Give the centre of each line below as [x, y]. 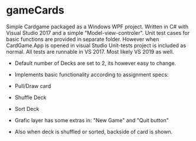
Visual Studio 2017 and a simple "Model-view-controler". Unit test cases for [98, 32]
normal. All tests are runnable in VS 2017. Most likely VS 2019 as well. [90, 51]
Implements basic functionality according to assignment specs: [92, 74]
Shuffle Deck [30, 97]
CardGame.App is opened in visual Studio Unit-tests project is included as [96, 45]
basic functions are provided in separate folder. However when [83, 39]
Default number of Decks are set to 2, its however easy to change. [95, 63]
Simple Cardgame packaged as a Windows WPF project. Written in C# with [97, 27]
